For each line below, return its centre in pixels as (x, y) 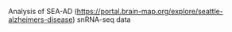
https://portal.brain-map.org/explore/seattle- (150, 11)
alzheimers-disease (41, 20)
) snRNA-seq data (102, 20)
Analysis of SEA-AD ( (43, 11)
